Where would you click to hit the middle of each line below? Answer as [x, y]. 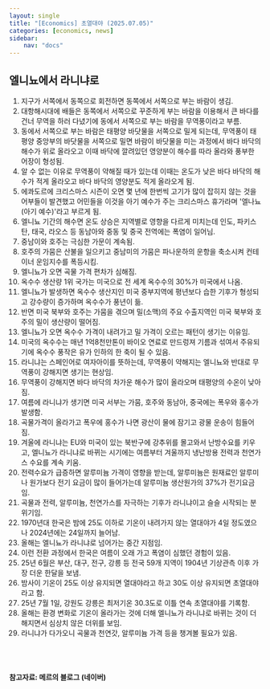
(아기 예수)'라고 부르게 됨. [61, 211]
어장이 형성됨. [43, 161]
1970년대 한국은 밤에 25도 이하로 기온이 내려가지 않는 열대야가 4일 [125, 522]
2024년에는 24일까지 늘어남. [75, 532]
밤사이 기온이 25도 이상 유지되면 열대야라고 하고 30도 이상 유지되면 [126, 582]
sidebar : [24, 38]
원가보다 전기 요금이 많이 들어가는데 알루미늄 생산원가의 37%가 [128, 482]
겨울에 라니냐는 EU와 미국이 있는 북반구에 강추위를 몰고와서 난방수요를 [131, 442]
